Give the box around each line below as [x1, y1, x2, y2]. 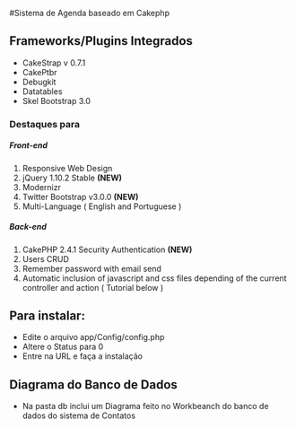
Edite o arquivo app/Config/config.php [22, 332, 165, 343]
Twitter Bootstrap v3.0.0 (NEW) [22, 191, 139, 202]
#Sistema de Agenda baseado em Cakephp [9, 8, 170, 18]
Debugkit [22, 76, 57, 87]
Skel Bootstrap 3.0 [22, 95, 91, 106]
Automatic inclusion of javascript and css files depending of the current [22, 273, 287, 284]
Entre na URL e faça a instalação [22, 351, 144, 362]
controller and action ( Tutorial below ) [22, 282, 164, 293]
